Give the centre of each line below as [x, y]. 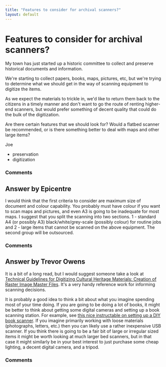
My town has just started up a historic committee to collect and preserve [79, 63]
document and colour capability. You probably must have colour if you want [83, 206]
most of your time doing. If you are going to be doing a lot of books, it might [83, 305]
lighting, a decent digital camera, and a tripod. [52, 347]
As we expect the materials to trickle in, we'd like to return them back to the [83, 99]
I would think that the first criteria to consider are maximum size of [73, 201]
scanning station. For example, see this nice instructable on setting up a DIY [83, 315]
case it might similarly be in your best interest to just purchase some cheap [82, 342]
